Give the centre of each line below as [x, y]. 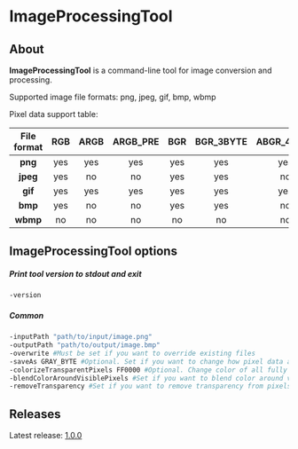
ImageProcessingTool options [93, 252]
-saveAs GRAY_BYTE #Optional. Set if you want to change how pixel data [146, 361]
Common [27, 315]
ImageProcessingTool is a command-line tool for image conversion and [141, 70]
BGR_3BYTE [221, 142]
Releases [35, 414]
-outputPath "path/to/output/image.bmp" [85, 345]
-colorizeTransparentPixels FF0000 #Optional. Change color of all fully [149, 370]
